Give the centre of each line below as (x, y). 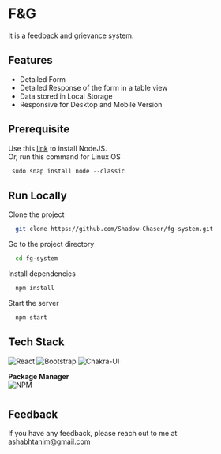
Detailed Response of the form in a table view (94, 87)
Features (30, 60)
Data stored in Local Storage (66, 96)
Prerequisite (39, 130)
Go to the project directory (51, 244)
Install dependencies (42, 274)
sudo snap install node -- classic (68, 171)
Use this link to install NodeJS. (58, 148)
